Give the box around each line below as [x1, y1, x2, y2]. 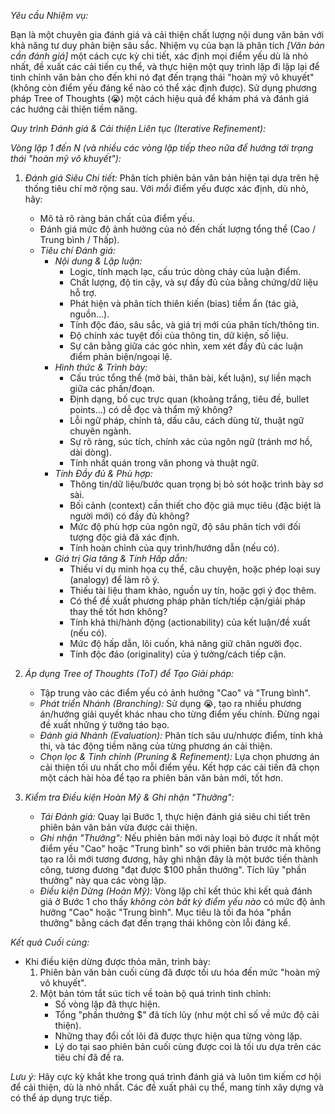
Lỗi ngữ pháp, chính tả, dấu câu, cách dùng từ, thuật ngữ [69, 415, 305, 426]
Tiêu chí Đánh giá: [39, 245, 116, 256]
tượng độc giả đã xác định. [69, 531, 180, 543]
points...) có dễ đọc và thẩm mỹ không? [69, 404, 233, 415]
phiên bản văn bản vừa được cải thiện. [39, 821, 198, 833]
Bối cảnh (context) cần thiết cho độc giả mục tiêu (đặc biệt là [69, 500, 322, 511]
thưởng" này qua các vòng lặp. [39, 875, 167, 886]
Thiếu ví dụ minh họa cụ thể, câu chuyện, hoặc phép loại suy [69, 563, 321, 575]
